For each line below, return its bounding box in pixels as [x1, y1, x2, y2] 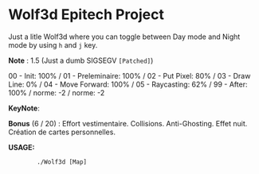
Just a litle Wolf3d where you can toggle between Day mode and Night [8, 32, 241, 41]
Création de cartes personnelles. [8, 127, 116, 137]
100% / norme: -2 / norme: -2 [8, 87, 105, 97]
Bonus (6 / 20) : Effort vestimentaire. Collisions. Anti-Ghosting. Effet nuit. [8, 118, 248, 128]
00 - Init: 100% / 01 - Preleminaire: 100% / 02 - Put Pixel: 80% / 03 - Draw [8, 71, 251, 80]
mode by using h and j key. [8, 40, 98, 49]
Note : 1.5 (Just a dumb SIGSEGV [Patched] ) [8, 56, 154, 65]
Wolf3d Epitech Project [8, 6, 165, 24]
